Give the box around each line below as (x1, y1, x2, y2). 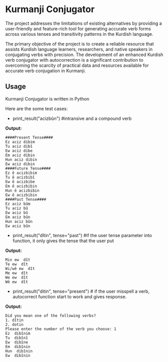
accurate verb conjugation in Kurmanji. (5, 67, 86, 74)
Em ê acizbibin (5, 184, 37, 189)
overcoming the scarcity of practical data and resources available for (5, 62, 149, 68)
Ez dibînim (5, 331, 30, 336)
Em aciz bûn (5, 214, 30, 219)
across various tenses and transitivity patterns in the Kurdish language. (5, 31, 153, 37)
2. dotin (5, 322, 24, 327)
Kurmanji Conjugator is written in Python (5, 96, 90, 102)
